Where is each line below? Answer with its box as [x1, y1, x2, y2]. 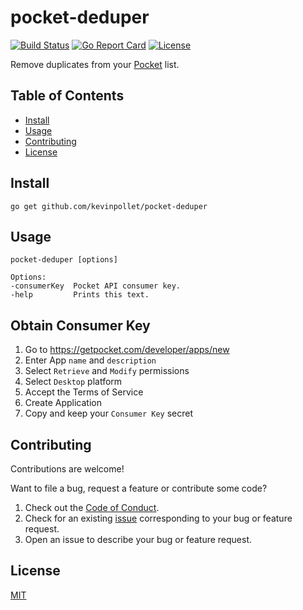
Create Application [24, 397, 102, 409]
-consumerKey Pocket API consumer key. [10, 281, 182, 291]
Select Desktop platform [24, 376, 123, 388]
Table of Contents [10, 87, 125, 105]
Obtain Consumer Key [10, 317, 151, 334]
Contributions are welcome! [10, 463, 125, 475]
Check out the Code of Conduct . [24, 502, 160, 513]
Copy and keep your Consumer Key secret [24, 407, 194, 420]
